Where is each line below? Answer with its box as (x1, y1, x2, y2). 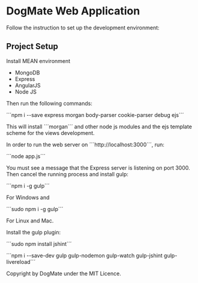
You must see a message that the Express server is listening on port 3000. (6, 164, 190, 171)
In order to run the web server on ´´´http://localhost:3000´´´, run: (6, 141, 165, 148)
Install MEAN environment (6, 57, 71, 64)
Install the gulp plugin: (6, 228, 61, 236)
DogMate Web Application (6, 4, 140, 18)
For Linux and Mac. (6, 217, 54, 224)
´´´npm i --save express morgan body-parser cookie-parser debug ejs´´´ (6, 111, 184, 118)
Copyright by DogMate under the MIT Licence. (6, 270, 121, 277)
